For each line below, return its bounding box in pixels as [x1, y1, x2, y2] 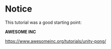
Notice [5, 3, 32, 15]
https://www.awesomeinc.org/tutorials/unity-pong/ [5, 38, 106, 44]
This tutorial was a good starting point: [5, 19, 82, 25]
